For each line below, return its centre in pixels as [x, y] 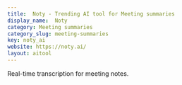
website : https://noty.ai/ [47, 47]
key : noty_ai [26, 40]
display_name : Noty [38, 21]
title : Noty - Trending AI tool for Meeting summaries [91, 14]
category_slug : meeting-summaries [58, 34]
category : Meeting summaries [50, 27]
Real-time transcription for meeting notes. [68, 73]
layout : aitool [30, 54]
